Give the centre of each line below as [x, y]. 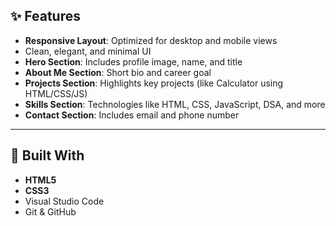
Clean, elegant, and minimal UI [88, 51]
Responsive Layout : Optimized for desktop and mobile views [151, 40]
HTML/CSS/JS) [56, 93]
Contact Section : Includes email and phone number [132, 115]
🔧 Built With [47, 155]
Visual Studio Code [64, 201]
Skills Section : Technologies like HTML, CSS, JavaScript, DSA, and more [175, 104]
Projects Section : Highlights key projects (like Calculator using [154, 83]
